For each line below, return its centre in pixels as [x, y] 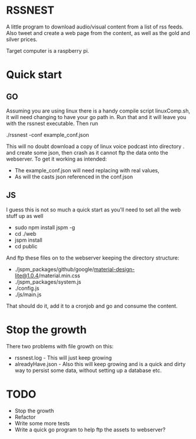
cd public [26, 246]
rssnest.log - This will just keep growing [63, 358]
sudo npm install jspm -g [45, 227]
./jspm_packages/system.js [48, 281]
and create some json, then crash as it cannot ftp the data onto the [87, 152]
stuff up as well [25, 216]
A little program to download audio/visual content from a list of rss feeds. [95, 27]
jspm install [28, 240]
